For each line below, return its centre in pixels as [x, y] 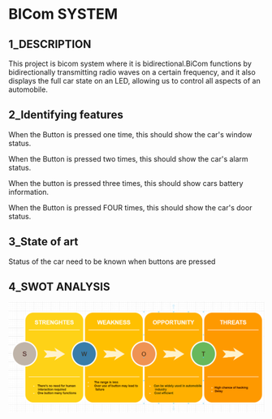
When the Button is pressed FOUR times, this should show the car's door [130, 207]
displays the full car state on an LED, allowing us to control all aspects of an [135, 81]
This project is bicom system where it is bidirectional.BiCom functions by [130, 63]
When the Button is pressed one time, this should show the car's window [130, 134]
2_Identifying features [66, 115]
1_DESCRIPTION [50, 44]
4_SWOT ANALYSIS [59, 287]
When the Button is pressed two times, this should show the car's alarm [129, 158]
